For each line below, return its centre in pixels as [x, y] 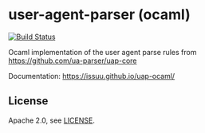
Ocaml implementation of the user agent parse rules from [102, 52]
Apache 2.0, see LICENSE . [52, 120]
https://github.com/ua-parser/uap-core [73, 61]
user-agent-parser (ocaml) [99, 15]
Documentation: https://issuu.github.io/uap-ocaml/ [92, 76]
